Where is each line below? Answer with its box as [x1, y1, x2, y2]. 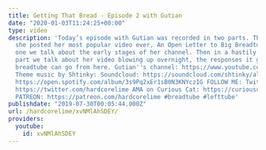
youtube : [15, 122, 44, 130]
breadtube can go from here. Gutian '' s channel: [15, 63, 179, 71]
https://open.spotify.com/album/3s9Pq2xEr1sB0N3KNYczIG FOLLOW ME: [15, 78, 243, 86]
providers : [8, 115, 44, 123]
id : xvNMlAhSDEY [22, 129, 77, 137]
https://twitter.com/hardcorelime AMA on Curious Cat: [15, 85, 200, 94]
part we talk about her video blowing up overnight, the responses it [15, 56, 253, 64]
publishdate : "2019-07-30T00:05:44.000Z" [8, 100, 147, 108]
